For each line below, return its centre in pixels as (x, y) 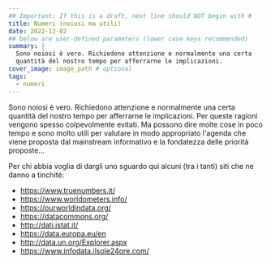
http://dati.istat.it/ (49, 225)
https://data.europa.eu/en (63, 233)
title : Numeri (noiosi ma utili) (65, 24)
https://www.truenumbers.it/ (68, 190)
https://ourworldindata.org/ (66, 207)
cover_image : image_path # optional (70, 69)
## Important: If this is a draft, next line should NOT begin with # (130, 16)
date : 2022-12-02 (38, 31)
